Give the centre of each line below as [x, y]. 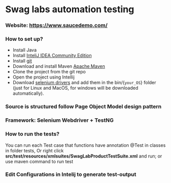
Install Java [25, 50]
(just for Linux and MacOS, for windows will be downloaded [76, 88]
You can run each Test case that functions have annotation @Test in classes [86, 145]
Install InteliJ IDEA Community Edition [52, 56]
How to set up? [24, 39]
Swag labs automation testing [70, 9]
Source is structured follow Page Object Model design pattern [83, 107]
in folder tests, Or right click [34, 150]
